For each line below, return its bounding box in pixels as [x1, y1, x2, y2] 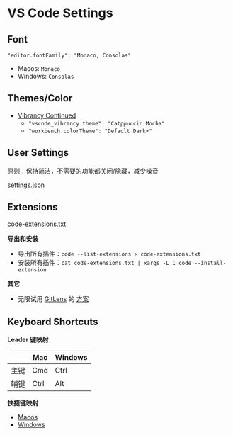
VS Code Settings [7, 5, 113, 21]
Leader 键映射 [7, 335, 49, 344]
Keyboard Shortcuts [7, 315, 98, 327]
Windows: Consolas [17, 72, 74, 80]
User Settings [7, 147, 69, 159]
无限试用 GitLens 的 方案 [17, 295, 89, 303]
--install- [194, 260, 227, 267]
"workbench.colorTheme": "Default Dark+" [28, 128, 152, 135]
